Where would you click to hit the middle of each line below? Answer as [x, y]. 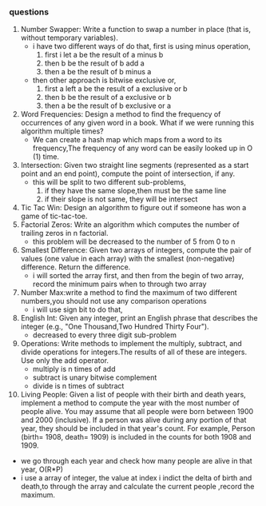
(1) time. [46, 157]
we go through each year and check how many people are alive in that [136, 461]
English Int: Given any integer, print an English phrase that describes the [139, 318]
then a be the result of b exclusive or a [107, 106]
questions [29, 12]
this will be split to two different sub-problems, [109, 182]
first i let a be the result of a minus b [104, 55]
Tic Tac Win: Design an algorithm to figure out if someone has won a [133, 208]
